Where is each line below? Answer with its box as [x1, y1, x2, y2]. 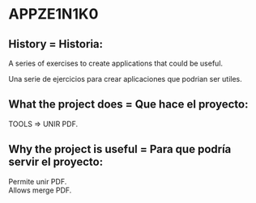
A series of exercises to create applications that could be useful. [8, 58, 224, 68]
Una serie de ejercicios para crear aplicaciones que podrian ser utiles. [8, 74, 243, 83]
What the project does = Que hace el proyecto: [8, 98, 249, 112]
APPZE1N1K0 [8, 5, 99, 23]
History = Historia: [8, 37, 104, 51]
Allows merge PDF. [8, 185, 72, 195]
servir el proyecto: [8, 155, 104, 169]
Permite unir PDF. [8, 176, 67, 186]
